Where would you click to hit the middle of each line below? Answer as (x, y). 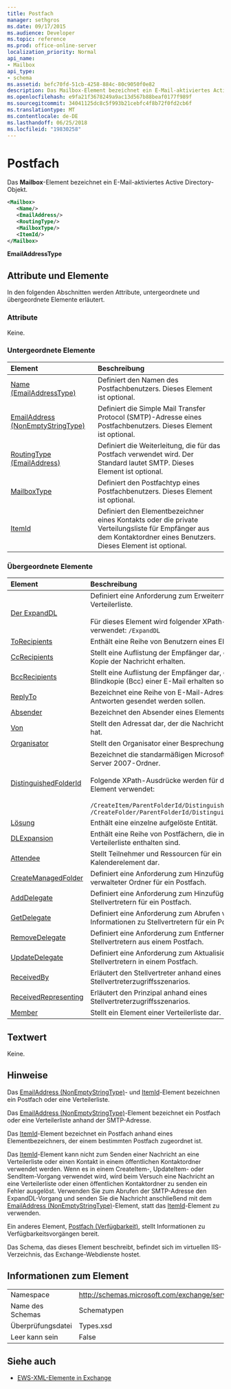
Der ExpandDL (34, 613)
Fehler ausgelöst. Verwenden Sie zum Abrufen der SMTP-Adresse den (107, 1191)
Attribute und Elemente (58, 276)
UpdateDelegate (37, 958)
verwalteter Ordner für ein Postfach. (148, 882)
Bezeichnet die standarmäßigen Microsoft (158, 755)
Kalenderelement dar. (125, 862)
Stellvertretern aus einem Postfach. (147, 942)
